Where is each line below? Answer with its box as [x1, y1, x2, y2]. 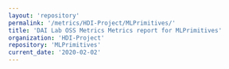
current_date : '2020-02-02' [8, 48, 102, 56]
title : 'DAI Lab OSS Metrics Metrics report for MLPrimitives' [8, 26, 223, 34]
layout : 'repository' [8, 11, 80, 20]
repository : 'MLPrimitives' [8, 41, 102, 49]
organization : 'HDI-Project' [8, 33, 105, 42]
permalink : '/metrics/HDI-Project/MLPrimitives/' [8, 19, 177, 27]
